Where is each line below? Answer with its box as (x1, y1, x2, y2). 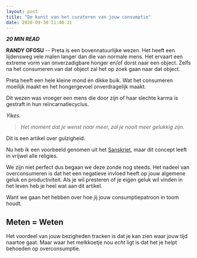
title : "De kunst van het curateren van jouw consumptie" (6, 14, 151, 20)
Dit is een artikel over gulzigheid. (6, 135, 85, 142)
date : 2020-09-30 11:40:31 (6, 19, 72, 25)
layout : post (6, 8, 38, 15)
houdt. (6, 200, 22, 207)
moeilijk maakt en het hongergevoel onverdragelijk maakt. (6, 83, 146, 90)
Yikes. (6, 112, 21, 119)
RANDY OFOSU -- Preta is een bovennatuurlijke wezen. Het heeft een (6, 47, 175, 54)
